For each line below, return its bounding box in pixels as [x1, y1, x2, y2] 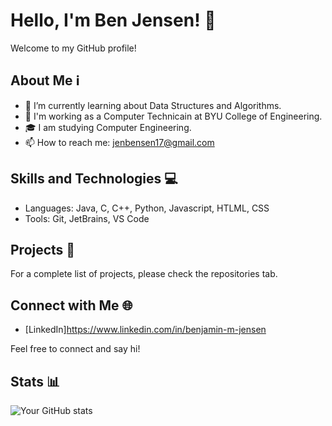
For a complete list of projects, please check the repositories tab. [10, 268, 278, 280]
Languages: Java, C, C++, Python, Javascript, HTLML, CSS [24, 202, 270, 214]
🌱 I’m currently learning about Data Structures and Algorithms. [24, 99, 282, 111]
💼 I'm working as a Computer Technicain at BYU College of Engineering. [24, 110, 323, 122]
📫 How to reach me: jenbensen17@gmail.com [24, 136, 215, 148]
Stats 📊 [10, 373, 61, 390]
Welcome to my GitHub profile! [10, 42, 137, 54]
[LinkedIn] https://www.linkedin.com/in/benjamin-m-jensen [24, 324, 267, 336]
